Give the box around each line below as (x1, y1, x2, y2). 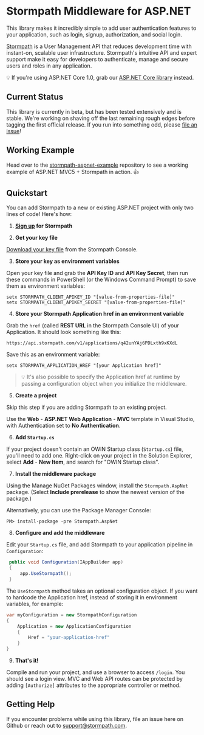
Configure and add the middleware (15, 529, 105, 537)
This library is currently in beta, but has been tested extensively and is (6, 108, 182, 115)
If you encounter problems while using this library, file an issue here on (6, 715, 184, 722)
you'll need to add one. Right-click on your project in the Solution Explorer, (6, 452, 192, 459)
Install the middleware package (15, 470, 96, 478)
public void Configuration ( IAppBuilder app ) (8, 559, 123, 565)
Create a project (15, 392, 57, 399)
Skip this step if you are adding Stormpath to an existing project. (6, 403, 167, 411)
